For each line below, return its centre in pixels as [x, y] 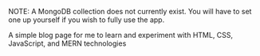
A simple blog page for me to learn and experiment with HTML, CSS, [121, 35]
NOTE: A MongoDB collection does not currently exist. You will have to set [130, 11]
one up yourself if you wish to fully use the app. [87, 20]
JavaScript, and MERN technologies [67, 43]
